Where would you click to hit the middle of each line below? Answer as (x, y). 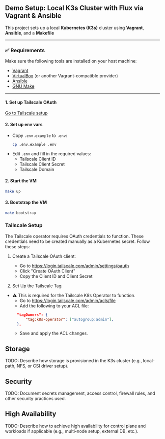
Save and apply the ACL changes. (54, 333)
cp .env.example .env (34, 144)
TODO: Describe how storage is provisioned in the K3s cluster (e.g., (74, 361)
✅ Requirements (25, 50)
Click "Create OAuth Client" (47, 271)
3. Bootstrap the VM (26, 203)
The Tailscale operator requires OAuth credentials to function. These (74, 236)
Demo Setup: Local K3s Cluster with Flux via (74, 8)
